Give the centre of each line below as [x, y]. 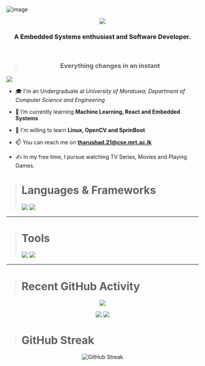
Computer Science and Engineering [60, 100]
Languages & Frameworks [89, 190]
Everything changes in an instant [110, 66]
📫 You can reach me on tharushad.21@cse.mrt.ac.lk [83, 142]
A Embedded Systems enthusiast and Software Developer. [103, 37]
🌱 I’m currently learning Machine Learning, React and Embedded [98, 112]
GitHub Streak [58, 340]
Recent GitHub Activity [81, 286]
